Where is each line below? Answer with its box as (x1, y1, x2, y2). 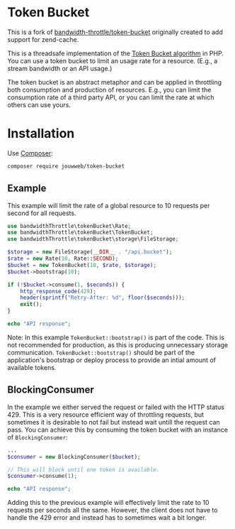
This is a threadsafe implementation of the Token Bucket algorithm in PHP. (7, 49, 224, 58)
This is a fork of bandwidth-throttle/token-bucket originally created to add (7, 28, 223, 36)
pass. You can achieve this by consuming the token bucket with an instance (7, 425, 229, 434)
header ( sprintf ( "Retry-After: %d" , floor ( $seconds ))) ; (20, 294, 185, 302)
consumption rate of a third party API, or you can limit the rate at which (7, 93, 214, 102)
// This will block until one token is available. (7, 466, 160, 473)
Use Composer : (7, 148, 53, 157)
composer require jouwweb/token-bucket (7, 163, 125, 170)
